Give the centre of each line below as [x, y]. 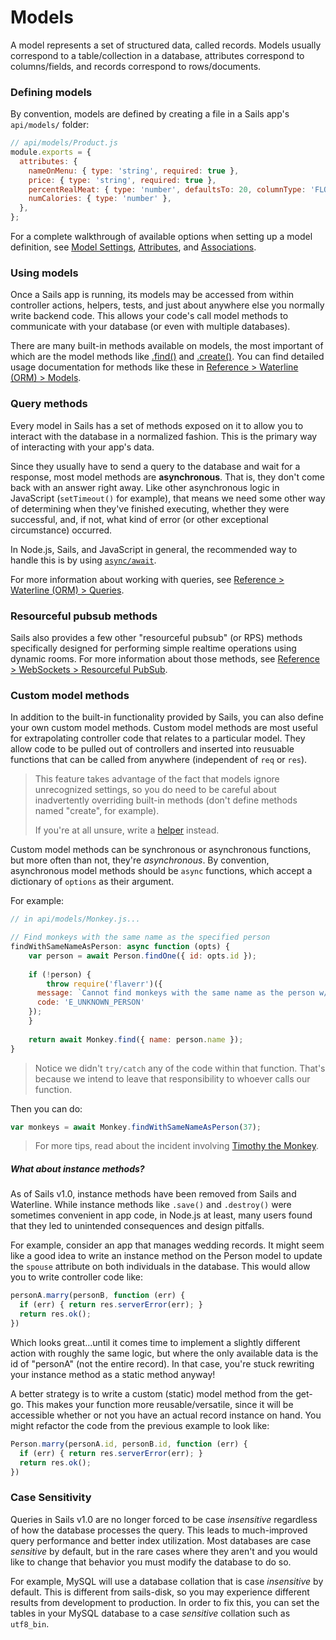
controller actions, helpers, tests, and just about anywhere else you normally [167, 305]
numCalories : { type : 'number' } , [100, 199]
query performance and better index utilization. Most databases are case [161, 1540]
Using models [44, 273]
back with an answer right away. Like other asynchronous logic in [145, 487]
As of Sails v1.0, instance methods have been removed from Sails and [153, 1194]
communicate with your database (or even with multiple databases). [150, 327]
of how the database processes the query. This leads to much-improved [159, 1530]
